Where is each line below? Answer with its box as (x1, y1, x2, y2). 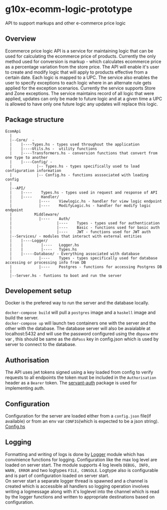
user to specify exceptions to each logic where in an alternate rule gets (5, 79, 151, 85)
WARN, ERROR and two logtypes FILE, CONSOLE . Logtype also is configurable (5, 467, 158, 473)
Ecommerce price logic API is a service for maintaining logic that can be (5, 47, 153, 53)
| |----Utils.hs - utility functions (9, 146, 97, 151)
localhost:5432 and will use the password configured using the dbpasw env (5, 331, 158, 337)
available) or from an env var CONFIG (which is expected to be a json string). (5, 418, 159, 424)
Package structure (5, 115, 64, 124)
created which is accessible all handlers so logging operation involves (5, 483, 149, 489)
